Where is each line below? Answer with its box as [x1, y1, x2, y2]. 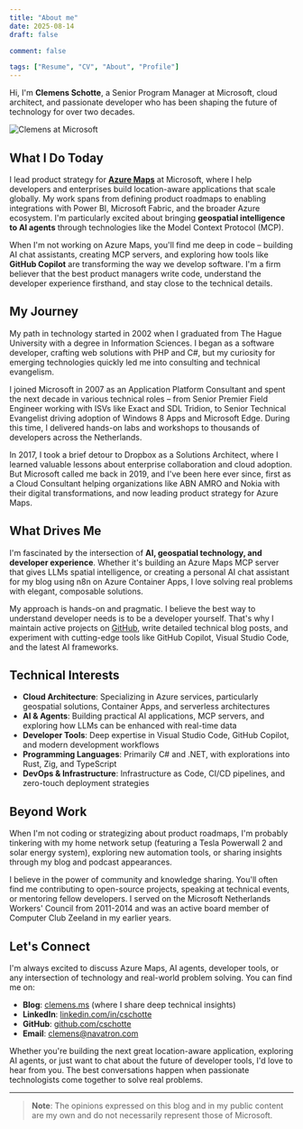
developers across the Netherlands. [9, 431, 142, 442]
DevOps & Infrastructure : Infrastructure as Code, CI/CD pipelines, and [22, 768, 286, 779]
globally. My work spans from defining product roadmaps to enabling [9, 193, 267, 204]
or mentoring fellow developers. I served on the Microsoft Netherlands [9, 893, 271, 904]
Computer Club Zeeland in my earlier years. [9, 912, 171, 923]
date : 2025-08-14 [9, 22, 75, 31]
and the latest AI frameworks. [9, 642, 119, 652]
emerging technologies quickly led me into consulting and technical [9, 356, 261, 367]
